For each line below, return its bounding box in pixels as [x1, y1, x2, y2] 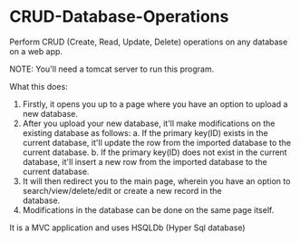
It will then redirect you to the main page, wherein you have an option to [22, 175, 291, 187]
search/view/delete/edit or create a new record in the [22, 185, 222, 196]
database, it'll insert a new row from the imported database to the [22, 156, 267, 167]
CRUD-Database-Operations [9, 6, 229, 27]
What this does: [9, 81, 68, 92]
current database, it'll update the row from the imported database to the [22, 137, 292, 148]
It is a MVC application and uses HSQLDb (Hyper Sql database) [9, 222, 247, 233]
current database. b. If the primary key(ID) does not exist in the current [22, 147, 287, 158]
